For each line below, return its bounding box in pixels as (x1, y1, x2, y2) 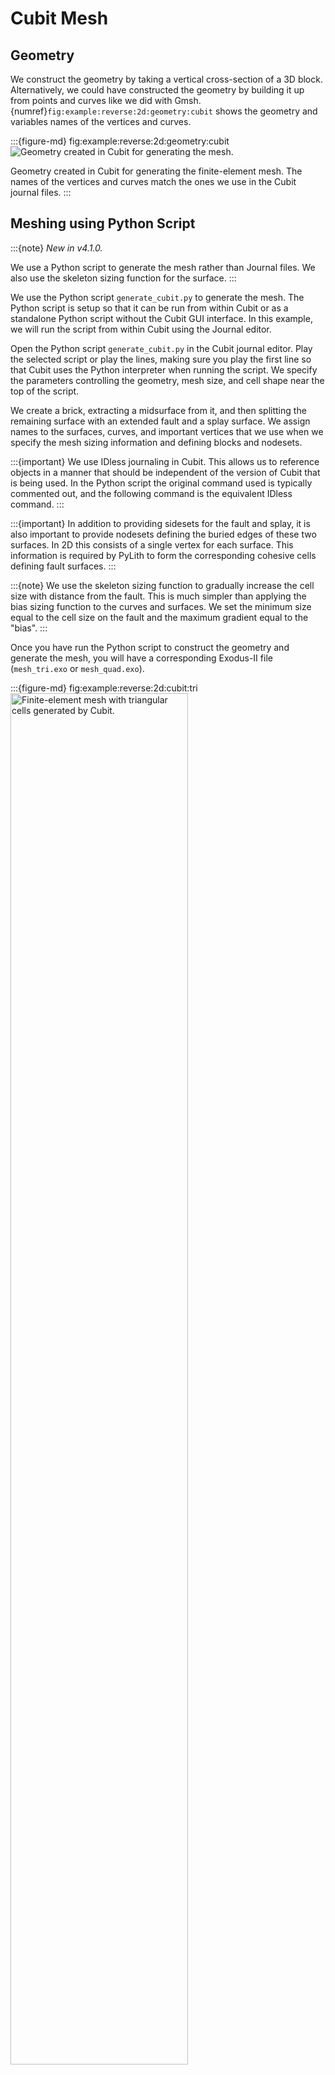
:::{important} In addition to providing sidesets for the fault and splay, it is (10, 517, 311, 529)
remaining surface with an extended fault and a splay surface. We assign (10, 415, 311, 427)
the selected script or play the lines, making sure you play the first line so (10, 353, 312, 365)
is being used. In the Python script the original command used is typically (10, 477, 313, 489)
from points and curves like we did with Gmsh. (10, 95, 202, 106)
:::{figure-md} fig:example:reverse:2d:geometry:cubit (10, 135, 230, 147)
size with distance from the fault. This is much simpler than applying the (10, 590, 307, 602)
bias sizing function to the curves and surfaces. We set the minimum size (10, 600, 312, 612)
